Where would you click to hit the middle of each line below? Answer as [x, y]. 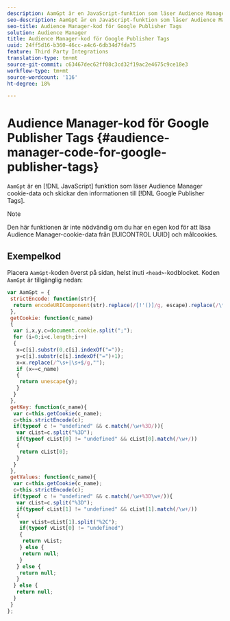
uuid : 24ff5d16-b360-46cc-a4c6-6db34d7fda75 [72, 45]
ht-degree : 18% [29, 84]
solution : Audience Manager [47, 33]
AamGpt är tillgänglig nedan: [45, 280]
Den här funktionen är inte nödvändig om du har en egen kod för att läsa [109, 228]
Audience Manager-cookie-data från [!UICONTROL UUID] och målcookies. [112, 234]
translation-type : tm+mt [42, 58]
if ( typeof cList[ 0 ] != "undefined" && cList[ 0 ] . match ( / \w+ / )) [107, 439]
